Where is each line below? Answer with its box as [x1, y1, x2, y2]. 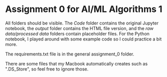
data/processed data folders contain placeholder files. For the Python [5, 30, 149, 36]
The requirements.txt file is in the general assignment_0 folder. [5, 51, 134, 57]
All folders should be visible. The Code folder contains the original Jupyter [5, 20, 159, 26]
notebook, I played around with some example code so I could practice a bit [5, 36, 162, 42]
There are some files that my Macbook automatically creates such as [5, 60, 148, 66]
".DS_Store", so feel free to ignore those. [5, 66, 89, 72]
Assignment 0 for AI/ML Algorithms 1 [5, 3, 162, 15]
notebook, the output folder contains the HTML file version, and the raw [5, 25, 154, 31]
